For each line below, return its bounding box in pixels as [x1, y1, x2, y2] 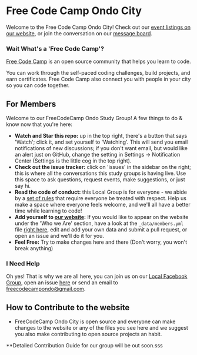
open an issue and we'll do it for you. [14, 233, 104, 240]
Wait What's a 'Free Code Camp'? [6, 44, 105, 52]
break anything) [14, 245, 54, 252]
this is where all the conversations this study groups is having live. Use [14, 170, 186, 177]
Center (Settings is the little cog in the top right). [14, 157, 132, 164]
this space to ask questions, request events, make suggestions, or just [14, 176, 185, 183]
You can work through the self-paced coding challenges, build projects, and [6, 69, 191, 77]
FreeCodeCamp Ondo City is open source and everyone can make [14, 318, 176, 325]
